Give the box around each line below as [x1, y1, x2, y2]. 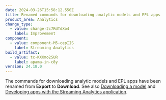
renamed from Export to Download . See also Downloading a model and [5, 83, 156, 89]
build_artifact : [5, 50, 40, 55]
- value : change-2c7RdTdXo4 [10, 26, 70, 31]
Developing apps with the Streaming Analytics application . [5, 89, 128, 95]
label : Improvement [14, 31, 56, 36]
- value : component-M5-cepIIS [10, 41, 74, 46]
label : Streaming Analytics [14, 45, 74, 50]
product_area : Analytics [5, 17, 58, 22]
